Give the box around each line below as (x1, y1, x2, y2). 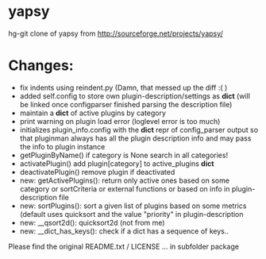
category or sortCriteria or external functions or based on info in (19, 184, 230, 193)
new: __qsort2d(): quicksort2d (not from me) (19, 218, 165, 227)
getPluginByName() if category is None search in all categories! (19, 150, 229, 160)
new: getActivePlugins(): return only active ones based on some (19, 176, 230, 185)
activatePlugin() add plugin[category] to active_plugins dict (19, 158, 214, 168)
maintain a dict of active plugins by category (19, 108, 167, 118)
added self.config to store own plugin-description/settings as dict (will (19, 91, 250, 101)
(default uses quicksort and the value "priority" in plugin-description (19, 209, 244, 218)
